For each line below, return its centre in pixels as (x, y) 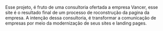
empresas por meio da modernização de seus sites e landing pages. (76, 23)
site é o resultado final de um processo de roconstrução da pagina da (77, 12)
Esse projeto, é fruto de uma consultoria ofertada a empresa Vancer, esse (82, 7)
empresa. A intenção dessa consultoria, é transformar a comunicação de (81, 18)
